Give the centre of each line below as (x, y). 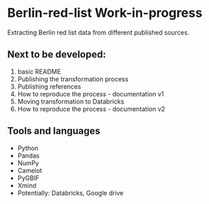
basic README (39, 71)
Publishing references (49, 87)
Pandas (28, 155)
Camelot (30, 170)
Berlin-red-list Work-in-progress (105, 13)
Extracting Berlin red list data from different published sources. (99, 32)
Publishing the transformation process (73, 79)
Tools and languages (54, 131)
